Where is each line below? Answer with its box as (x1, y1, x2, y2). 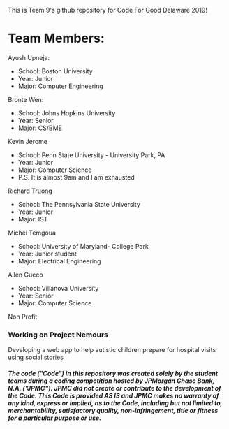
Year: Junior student (17, 249, 77, 258)
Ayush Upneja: (8, 53, 50, 61)
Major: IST (17, 214, 48, 223)
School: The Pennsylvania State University (17, 200, 140, 208)
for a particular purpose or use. (8, 414, 102, 422)
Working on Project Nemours (8, 330, 109, 340)
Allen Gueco (8, 270, 44, 279)
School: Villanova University (17, 284, 99, 292)
